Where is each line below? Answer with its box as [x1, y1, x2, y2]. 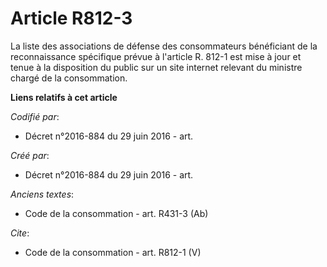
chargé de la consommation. [10, 72, 128, 84]
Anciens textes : [10, 188, 75, 200]
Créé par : [10, 149, 50, 161]
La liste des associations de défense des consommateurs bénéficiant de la [10, 40, 318, 52]
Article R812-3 [10, 7, 133, 30]
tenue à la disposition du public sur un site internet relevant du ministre [10, 61, 303, 73]
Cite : [10, 227, 30, 239]
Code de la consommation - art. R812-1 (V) [24, 246, 202, 258]
